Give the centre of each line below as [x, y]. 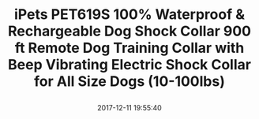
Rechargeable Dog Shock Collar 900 [129, 31]
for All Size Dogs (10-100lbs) [129, 82]
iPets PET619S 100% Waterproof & [129, 15]
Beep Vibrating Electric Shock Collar [129, 65]
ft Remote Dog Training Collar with [129, 48]
